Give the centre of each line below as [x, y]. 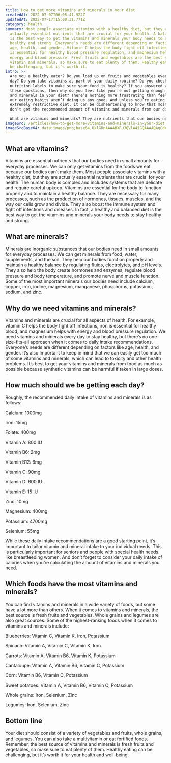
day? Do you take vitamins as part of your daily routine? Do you [82, 81]
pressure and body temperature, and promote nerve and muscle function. [82, 276]
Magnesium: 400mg [26, 511]
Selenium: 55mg [22, 531]
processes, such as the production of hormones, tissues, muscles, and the [83, 199]
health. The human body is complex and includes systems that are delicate [84, 183]
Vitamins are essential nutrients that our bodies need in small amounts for [82, 161]
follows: [13, 402]
